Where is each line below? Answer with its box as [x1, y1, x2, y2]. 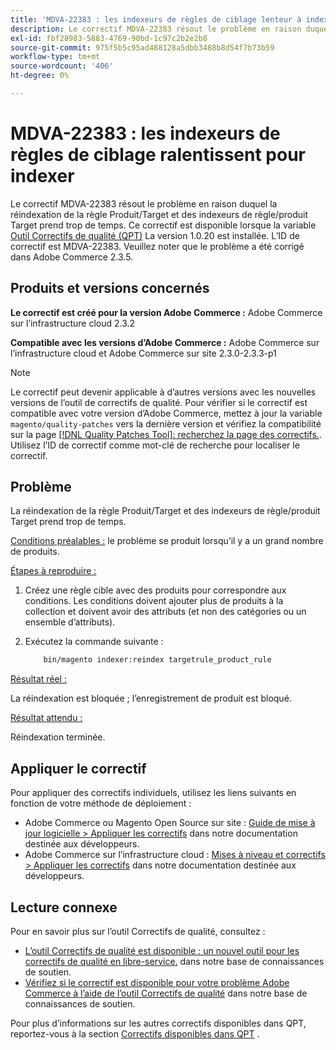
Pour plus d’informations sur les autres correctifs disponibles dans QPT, [10, 1017, 307, 1029]
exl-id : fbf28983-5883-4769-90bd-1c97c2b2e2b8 [10, 33, 208, 43]
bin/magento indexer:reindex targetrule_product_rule [43, 655, 272, 665]
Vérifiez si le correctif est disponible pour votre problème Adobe [24, 976, 290, 988]
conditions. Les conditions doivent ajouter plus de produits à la [24, 595, 284, 607]
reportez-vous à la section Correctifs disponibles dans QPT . [10, 1027, 260, 1040]
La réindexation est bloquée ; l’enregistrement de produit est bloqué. [10, 692, 292, 705]
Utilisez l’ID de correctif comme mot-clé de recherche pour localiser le [10, 439, 300, 451]
